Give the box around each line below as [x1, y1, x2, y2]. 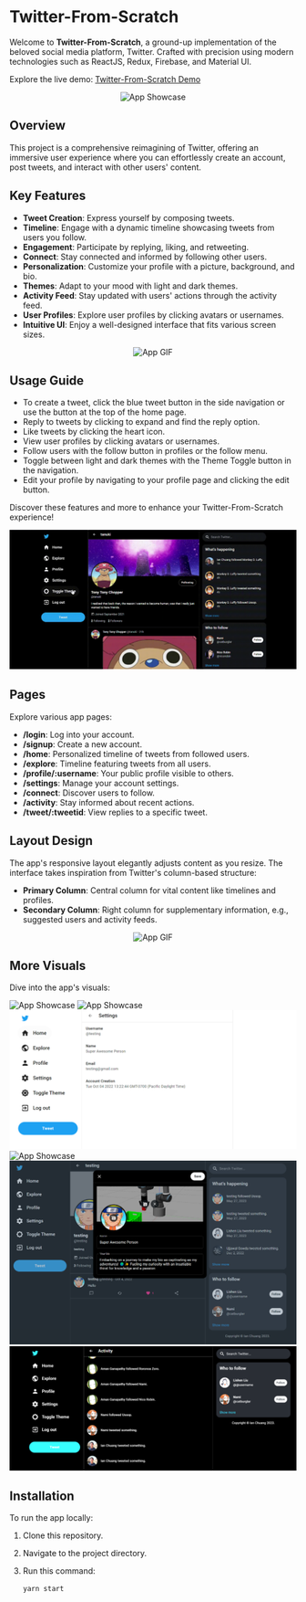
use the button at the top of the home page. [22, 406, 187, 417]
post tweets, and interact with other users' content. [9, 162, 202, 173]
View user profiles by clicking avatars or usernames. [22, 436, 220, 447]
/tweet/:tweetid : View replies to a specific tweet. [22, 806, 208, 817]
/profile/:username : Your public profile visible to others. [22, 767, 234, 778]
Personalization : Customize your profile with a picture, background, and [22, 260, 295, 271]
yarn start [22, 1585, 65, 1594]
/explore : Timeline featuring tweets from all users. [22, 758, 211, 769]
